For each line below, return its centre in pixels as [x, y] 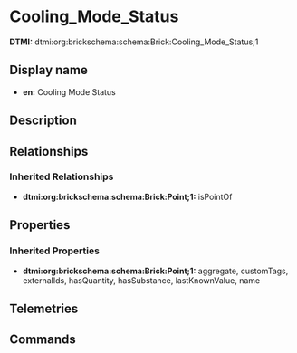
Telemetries [44, 308]
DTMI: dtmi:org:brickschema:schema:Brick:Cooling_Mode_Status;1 [134, 42]
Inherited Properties [54, 251]
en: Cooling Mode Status [69, 91]
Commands [43, 340]
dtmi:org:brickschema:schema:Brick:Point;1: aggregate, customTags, [155, 271]
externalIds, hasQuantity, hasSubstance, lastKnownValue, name [141, 280]
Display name [48, 70]
